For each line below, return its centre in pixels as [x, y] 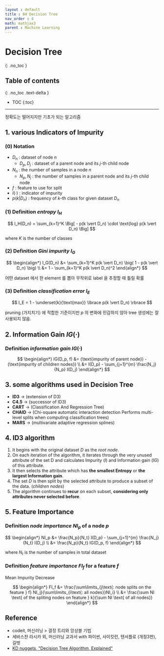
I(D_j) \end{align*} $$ [88, 369]
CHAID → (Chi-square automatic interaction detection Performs [76, 412]
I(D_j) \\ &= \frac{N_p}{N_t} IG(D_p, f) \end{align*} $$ [88, 543]
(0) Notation [20, 146]
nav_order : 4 [20, 19]
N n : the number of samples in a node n [52, 170]
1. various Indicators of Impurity [54, 133]
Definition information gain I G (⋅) [44, 348]
